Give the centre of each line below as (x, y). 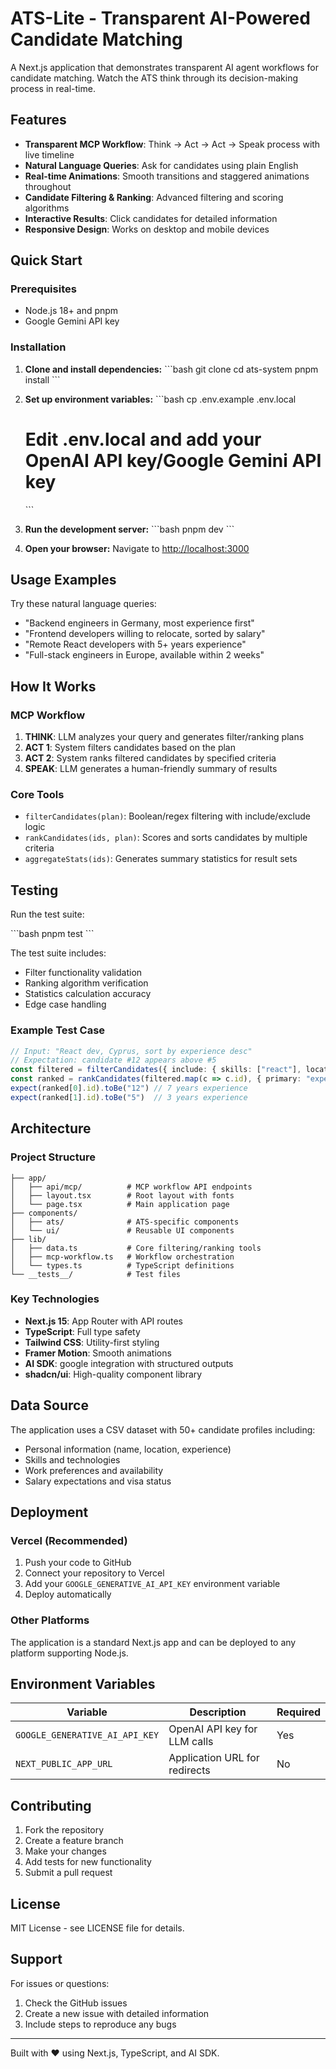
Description (218, 1712)
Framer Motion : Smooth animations (98, 1353)
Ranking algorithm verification (86, 983)
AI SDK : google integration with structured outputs (129, 1363)
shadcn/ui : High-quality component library (113, 1374)
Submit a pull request (68, 1873)
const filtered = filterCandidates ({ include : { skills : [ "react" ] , (156, 1070)
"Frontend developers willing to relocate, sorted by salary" (145, 634)
